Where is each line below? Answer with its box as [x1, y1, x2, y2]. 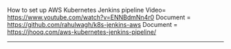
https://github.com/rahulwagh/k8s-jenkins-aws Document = [7, 21, 178, 28]
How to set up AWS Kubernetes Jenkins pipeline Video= [7, 6, 166, 14]
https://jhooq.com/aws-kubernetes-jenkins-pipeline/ [7, 28, 157, 36]
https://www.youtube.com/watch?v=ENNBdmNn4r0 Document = [7, 13, 191, 21]
